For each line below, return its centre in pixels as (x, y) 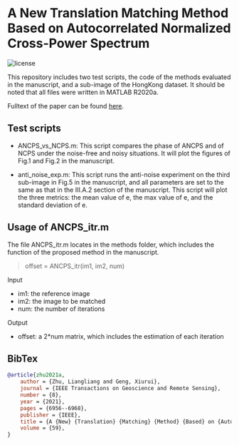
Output (17, 322)
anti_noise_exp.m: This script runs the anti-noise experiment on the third (124, 174)
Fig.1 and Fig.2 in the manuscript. (66, 160)
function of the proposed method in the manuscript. (83, 252)
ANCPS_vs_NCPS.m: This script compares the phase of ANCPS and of (121, 145)
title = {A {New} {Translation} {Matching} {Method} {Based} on (117, 421)
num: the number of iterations (61, 309)
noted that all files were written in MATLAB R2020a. (83, 92)
